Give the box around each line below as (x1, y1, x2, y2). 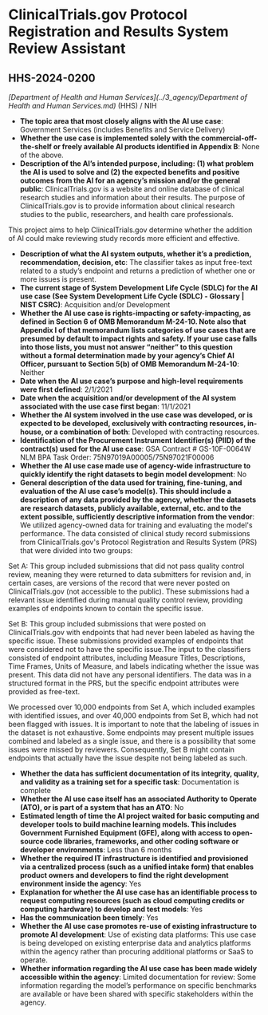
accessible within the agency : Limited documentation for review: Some (19, 972, 257, 981)
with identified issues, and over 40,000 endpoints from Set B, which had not (8, 711, 258, 720)
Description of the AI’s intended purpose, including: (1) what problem (19, 159, 254, 168)
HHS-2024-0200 (8, 71, 96, 85)
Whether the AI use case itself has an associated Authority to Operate (19, 794, 258, 804)
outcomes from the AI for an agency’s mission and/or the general (19, 176, 241, 185)
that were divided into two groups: (19, 546, 133, 555)
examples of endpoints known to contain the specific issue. (8, 604, 203, 613)
